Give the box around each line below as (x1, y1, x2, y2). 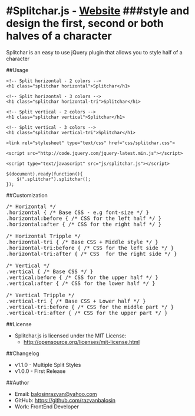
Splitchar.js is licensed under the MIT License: (14, 332, 127, 339)
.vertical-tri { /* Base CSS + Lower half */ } (6, 297, 146, 304)
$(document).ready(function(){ (6, 171, 83, 177)
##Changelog (6, 350, 39, 357)
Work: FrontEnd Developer (14, 403, 80, 410)
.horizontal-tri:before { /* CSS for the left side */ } (6, 244, 174, 251)
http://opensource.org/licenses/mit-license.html (23, 338, 140, 345)
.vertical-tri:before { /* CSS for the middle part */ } (6, 303, 174, 310)
